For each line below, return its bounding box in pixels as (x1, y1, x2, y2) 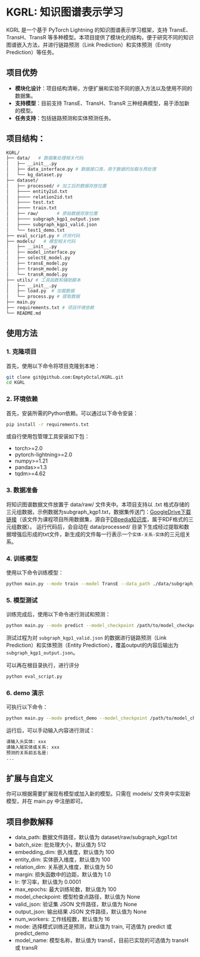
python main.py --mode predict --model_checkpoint (6, 623, 135, 629)
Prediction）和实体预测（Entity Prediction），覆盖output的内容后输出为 (6, 641, 179, 649)
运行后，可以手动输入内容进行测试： (6, 727, 95, 734)
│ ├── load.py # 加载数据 (6, 288, 75, 294)
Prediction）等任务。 (6, 48, 58, 55)
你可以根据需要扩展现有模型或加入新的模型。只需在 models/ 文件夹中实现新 (6, 790, 191, 797)
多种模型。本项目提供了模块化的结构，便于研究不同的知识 (52, 33, 194, 40)
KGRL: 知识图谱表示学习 (6, 5, 124, 19)
